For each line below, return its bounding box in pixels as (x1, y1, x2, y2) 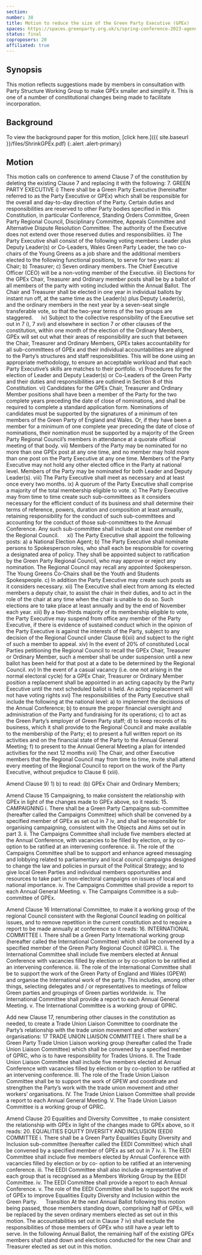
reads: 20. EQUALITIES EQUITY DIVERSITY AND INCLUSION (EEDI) (6, 1128, 173, 1135)
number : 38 (6, 14, 34, 20)
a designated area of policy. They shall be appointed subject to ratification (6, 551, 190, 558)
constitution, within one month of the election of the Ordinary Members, (6, 327, 185, 334)
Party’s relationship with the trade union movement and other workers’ (6, 1027, 180, 1034)
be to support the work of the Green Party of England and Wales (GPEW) (6, 970, 186, 977)
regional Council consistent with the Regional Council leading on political (6, 912, 186, 919)
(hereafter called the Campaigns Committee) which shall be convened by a (6, 811, 192, 818)
